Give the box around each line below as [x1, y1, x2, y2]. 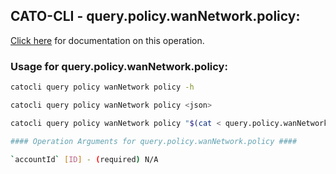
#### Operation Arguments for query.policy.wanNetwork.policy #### [10, 136, 298, 146]
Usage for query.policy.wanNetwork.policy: [10, 59, 228, 73]
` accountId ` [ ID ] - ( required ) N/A [10, 154, 159, 164]
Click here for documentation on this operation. [10, 34, 205, 46]
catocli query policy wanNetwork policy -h [10, 82, 195, 93]
